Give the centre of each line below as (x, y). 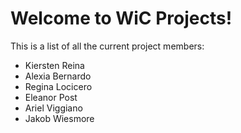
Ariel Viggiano (53, 108)
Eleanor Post (51, 97)
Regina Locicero (58, 86)
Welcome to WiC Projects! (121, 18)
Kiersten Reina (54, 65)
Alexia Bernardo (58, 76)
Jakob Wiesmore (59, 118)
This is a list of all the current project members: (107, 46)
